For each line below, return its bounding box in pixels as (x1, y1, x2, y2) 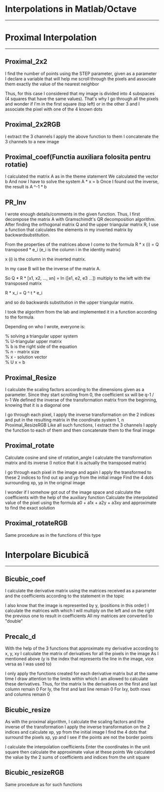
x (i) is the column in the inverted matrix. (5, 256, 86, 262)
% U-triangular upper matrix (5, 339, 62, 344)
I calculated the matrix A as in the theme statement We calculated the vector (5, 173, 159, 180)
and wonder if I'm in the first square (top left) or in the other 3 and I (5, 101, 140, 106)
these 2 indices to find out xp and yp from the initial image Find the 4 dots (5, 475, 154, 480)
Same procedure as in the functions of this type (5, 532, 101, 538)
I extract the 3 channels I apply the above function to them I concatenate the (5, 133, 159, 139)
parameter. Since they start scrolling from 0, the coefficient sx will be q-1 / (5, 392, 154, 397)
